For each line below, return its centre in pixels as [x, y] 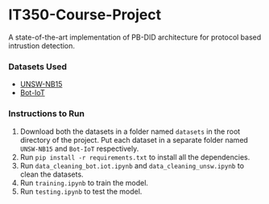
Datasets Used [37, 66]
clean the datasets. [52, 174]
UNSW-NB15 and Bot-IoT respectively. [79, 148]
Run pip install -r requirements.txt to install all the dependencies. [135, 157]
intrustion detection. [41, 45]
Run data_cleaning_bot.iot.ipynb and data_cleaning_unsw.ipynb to [132, 165]
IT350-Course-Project [85, 15]
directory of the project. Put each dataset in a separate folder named [134, 139]
